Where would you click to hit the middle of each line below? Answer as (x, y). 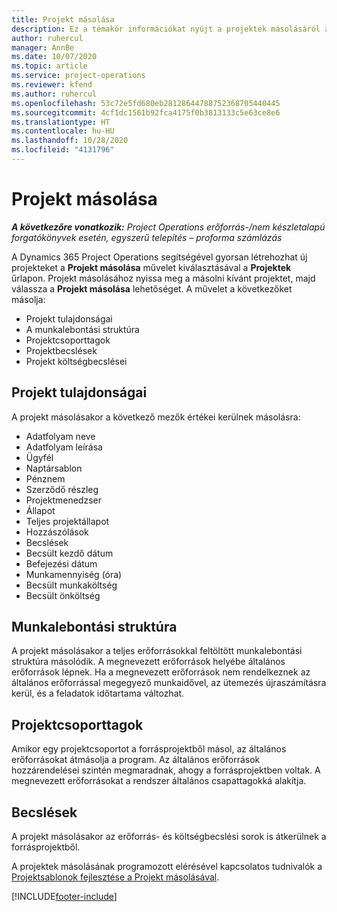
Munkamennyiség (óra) (74, 574)
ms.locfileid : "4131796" (63, 150)
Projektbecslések (61, 350)
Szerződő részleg (62, 489)
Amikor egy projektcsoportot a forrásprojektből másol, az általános (149, 749)
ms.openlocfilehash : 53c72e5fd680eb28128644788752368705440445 (146, 103)
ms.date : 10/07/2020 (54, 57)
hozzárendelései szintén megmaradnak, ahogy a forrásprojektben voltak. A (166, 770)
